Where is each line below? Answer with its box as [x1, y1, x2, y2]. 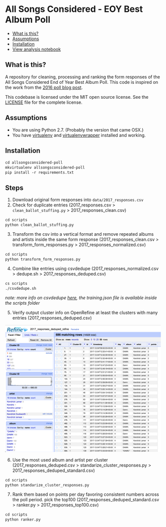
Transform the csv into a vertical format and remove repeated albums [12, 231, 154, 237]
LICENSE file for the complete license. [5, 99, 83, 105]
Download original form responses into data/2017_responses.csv [12, 197, 144, 203]
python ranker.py [5, 517, 41, 522]
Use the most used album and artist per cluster [12, 457, 108, 462]
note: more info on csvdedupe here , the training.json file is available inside [5, 295, 157, 301]
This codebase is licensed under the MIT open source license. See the [5, 94, 149, 100]
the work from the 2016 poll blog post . [5, 84, 83, 90]
